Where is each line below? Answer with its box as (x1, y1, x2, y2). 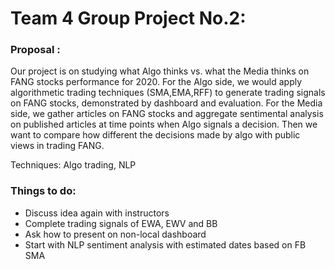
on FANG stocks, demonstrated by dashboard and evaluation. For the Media (10, 97, 323, 109)
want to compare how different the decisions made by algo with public (10, 129, 301, 141)
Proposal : (10, 43, 61, 57)
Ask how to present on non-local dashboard (24, 228, 207, 240)
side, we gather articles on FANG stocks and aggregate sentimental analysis (10, 108, 324, 120)
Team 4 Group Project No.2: (10, 7, 247, 30)
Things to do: (10, 184, 77, 198)
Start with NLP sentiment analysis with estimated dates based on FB (24, 238, 307, 251)
